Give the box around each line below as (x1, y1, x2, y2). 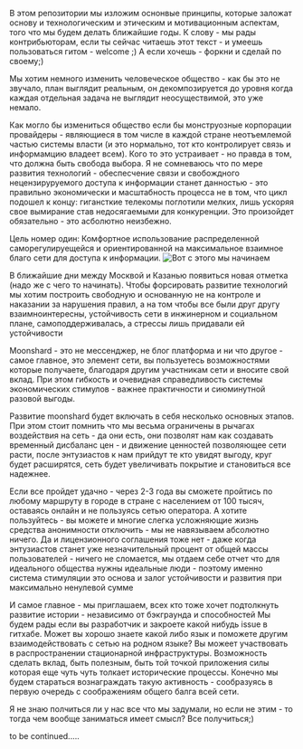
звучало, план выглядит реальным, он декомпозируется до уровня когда (9, 83, 294, 93)
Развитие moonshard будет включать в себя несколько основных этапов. (9, 411, 295, 422)
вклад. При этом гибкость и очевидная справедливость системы (9, 374, 263, 384)
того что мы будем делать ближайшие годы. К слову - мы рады (9, 27, 256, 37)
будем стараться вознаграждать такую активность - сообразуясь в (9, 677, 273, 687)
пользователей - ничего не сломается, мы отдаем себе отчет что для (9, 554, 280, 564)
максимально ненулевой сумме (9, 583, 134, 593)
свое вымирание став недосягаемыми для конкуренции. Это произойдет (9, 206, 294, 216)
